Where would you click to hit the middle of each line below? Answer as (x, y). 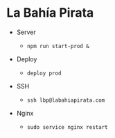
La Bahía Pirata (50, 13)
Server (26, 32)
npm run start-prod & (58, 46)
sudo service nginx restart (67, 127)
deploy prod (44, 73)
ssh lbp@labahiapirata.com (66, 100)
